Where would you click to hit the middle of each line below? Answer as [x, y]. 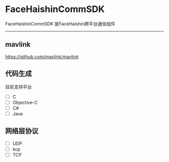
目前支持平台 [18, 87]
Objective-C [25, 102]
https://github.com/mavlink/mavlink [42, 57]
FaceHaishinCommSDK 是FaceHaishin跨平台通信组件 [60, 24]
